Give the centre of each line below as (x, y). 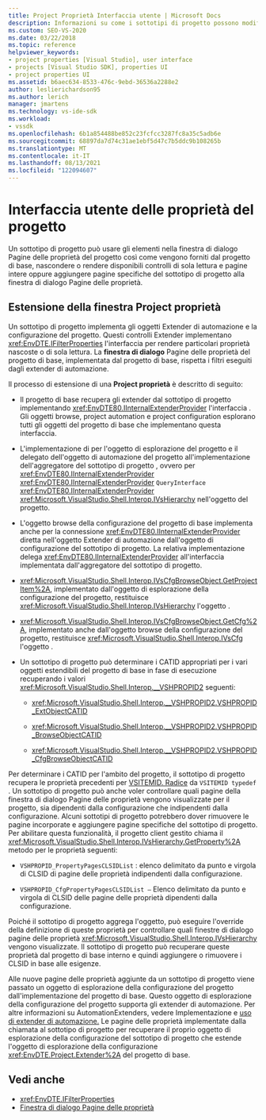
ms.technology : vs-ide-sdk (53, 112)
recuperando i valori (52, 679)
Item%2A (35, 589)
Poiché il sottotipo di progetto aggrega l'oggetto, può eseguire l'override (126, 921)
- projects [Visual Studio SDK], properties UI (88, 67)
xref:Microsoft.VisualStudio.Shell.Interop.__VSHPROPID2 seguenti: (127, 687)
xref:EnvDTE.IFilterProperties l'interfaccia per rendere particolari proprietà (129, 343)
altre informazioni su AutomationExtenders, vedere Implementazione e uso (130, 1012)
